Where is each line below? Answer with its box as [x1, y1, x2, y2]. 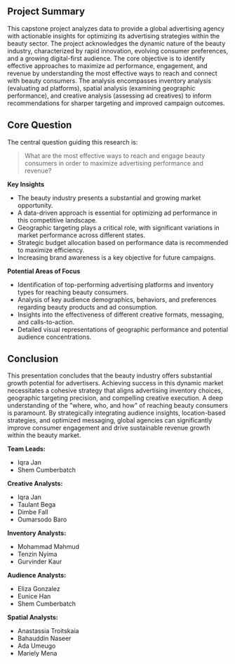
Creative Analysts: [7, 479, 63, 488]
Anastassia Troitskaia [17, 627, 79, 635]
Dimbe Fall [17, 508, 48, 517]
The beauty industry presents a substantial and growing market [17, 193, 201, 202]
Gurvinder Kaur [17, 557, 62, 566]
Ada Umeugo [17, 642, 56, 650]
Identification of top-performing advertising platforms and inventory [17, 280, 214, 288]
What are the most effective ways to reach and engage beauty [24, 151, 206, 160]
